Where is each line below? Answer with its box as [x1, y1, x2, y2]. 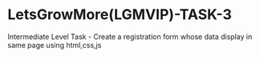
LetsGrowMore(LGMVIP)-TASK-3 [7, 6, 232, 24]
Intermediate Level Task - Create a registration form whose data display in [7, 32, 253, 41]
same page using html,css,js [7, 40, 102, 49]
